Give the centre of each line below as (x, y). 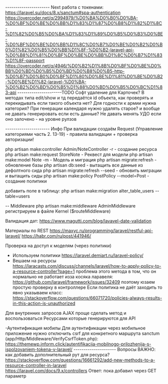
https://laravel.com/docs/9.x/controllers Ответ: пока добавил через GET (81, 371)
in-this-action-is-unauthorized (44, 303)
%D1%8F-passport (25, 60)
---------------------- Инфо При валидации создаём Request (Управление (84, 129)
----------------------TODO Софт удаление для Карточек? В (81, 92)
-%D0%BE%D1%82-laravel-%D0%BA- (46, 82)
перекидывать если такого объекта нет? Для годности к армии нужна (81, 103)
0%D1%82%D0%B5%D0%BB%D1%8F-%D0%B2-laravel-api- (70, 50)
